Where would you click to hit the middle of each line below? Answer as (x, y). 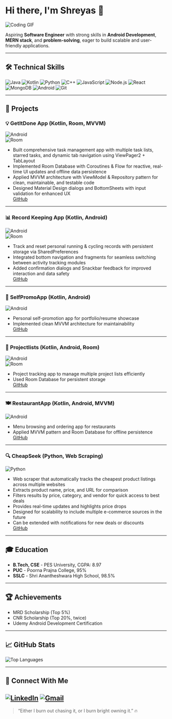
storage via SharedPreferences (45, 251)
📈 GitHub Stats (30, 645)
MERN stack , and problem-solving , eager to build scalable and (72, 40)
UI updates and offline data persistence (65, 172)
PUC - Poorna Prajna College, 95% (50, 570)
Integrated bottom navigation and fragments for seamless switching (84, 257)
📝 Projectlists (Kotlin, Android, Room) (52, 347)
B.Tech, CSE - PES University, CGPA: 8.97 (57, 565)
